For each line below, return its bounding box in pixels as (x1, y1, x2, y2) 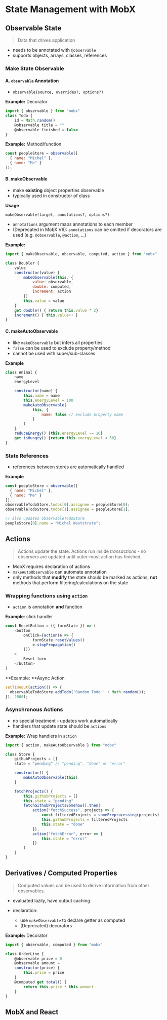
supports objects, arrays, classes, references (12, 52, 107, 58)
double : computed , (32, 284, 71, 289)
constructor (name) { (14, 389, 58, 394)
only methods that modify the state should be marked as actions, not (12, 574, 157, 580)
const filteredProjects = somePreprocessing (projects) (41, 812, 159, 818)
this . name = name (23, 393, 60, 398)
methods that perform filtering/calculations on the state (12, 579, 129, 586)
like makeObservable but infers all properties (12, 339, 103, 346)
